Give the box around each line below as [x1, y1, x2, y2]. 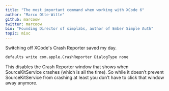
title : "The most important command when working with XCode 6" [5, 7, 145, 13]
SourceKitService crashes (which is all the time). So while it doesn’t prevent [5, 69, 164, 75]
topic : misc [5, 31, 31, 36]
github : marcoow [5, 17, 40, 22]
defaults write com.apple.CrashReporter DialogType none [5, 55, 129, 60]
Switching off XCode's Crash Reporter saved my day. [5, 45, 117, 51]
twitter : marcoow [5, 21, 42, 27]
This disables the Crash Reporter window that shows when [5, 64, 129, 70]
